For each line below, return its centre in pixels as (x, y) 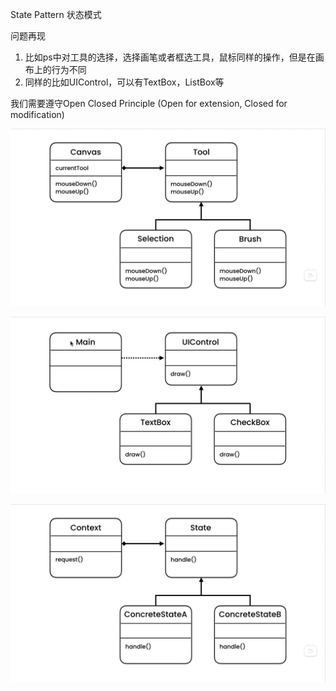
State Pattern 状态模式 (56, 14)
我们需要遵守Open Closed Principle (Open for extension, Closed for (149, 103)
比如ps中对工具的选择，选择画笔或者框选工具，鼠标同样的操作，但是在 (170, 57)
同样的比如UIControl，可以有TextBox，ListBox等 (124, 82)
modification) (37, 114)
